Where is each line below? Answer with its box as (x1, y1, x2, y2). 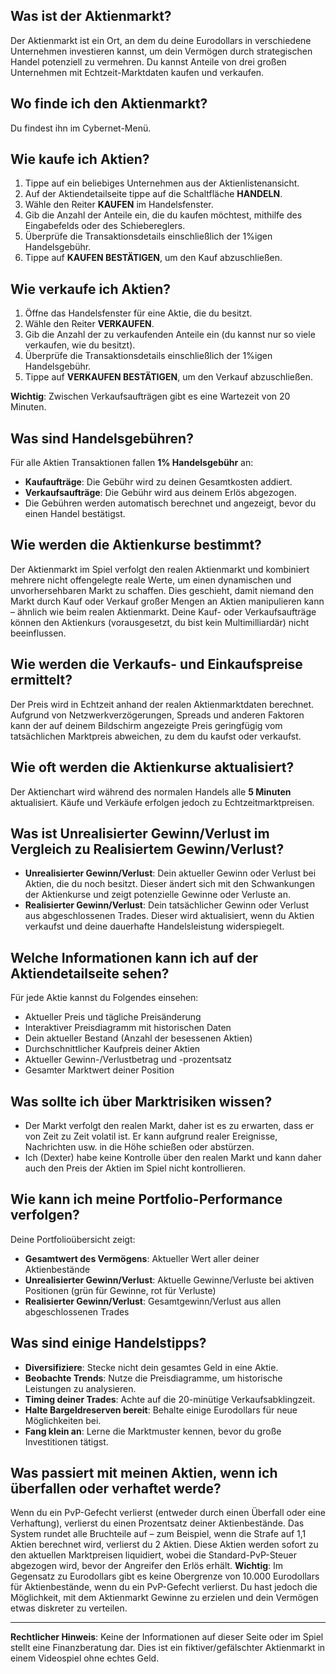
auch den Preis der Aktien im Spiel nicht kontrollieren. (24, 1162, 246, 1174)
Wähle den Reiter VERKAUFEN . (24, 318, 155, 330)
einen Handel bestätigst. (24, 508, 126, 520)
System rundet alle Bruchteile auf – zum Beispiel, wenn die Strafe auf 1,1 (10, 1528, 307, 1540)
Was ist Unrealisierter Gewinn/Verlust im (10, 825, 270, 842)
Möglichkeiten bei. (24, 1414, 102, 1426)
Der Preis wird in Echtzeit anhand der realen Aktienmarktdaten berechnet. (10, 698, 315, 710)
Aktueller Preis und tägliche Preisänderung (24, 1011, 202, 1023)
